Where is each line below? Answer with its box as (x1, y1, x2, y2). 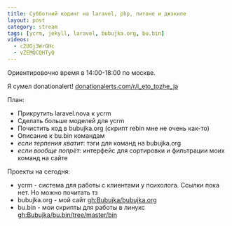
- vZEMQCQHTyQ (13, 50, 55, 57)
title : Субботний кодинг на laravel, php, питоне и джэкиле (7, 10, 187, 17)
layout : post (7, 17, 46, 24)
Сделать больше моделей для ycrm (17, 116, 125, 125)
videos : (7, 36, 30, 43)
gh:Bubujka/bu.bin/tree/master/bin (17, 211, 118, 219)
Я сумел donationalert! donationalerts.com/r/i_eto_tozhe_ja (7, 82, 179, 90)
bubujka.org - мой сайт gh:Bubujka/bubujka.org (17, 195, 157, 204)
